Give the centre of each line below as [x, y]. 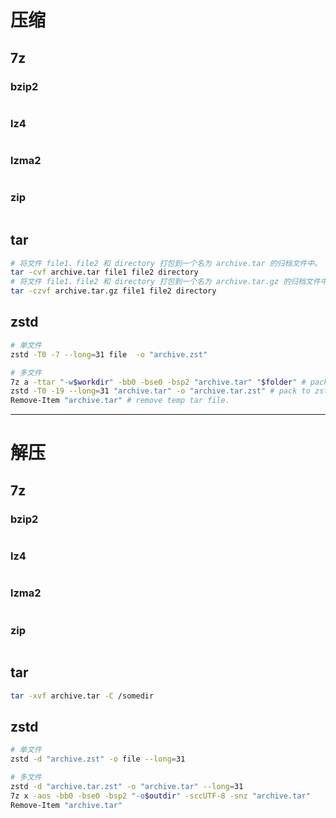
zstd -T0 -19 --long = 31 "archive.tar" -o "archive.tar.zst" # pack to [160, 391]
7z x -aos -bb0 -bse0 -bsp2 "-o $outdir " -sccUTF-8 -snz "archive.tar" [160, 796]
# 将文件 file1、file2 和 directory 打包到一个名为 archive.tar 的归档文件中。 [166, 263]
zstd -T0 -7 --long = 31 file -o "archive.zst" [109, 354]
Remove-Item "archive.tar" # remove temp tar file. [120, 401]
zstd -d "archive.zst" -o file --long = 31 [98, 759]
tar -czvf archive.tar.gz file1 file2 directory [113, 291]
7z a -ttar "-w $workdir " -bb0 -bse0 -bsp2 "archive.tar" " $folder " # [158, 382]
